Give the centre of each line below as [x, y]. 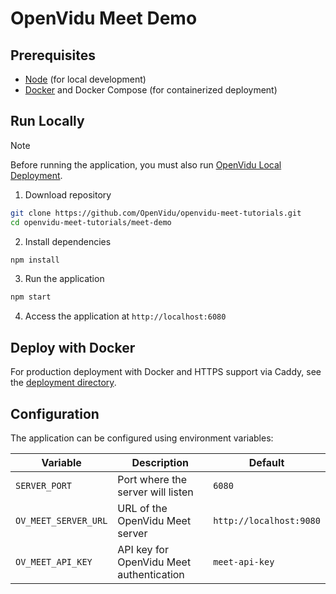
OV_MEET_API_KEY [54, 561]
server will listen [155, 492]
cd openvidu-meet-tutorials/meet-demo [91, 222]
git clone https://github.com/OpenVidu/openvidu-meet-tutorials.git [156, 213]
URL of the [142, 508]
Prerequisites [53, 55]
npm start [31, 297]
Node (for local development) [85, 79]
